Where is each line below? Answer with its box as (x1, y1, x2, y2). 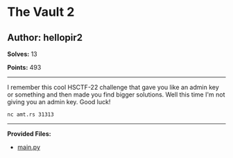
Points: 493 (7, 63, 42, 71)
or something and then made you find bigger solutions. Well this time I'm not (7, 90, 225, 99)
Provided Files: (7, 130, 51, 138)
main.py (17, 143, 40, 151)
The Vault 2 (7, 4, 75, 20)
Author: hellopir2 (7, 32, 83, 43)
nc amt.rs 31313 (7, 111, 54, 118)
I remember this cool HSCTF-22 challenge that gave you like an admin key (7, 83, 220, 91)
